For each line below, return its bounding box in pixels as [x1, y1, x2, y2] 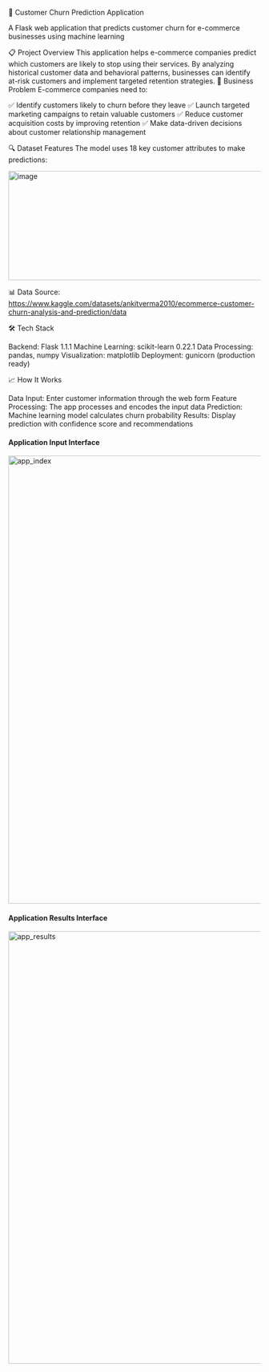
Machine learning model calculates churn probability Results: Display [8, 411, 236, 420]
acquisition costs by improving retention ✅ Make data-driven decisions [8, 119, 243, 127]
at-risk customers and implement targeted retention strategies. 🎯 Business [8, 76, 254, 86]
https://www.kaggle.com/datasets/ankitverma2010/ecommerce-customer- [8, 299, 255, 308]
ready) [8, 359, 30, 368]
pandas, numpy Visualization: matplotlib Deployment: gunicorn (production [8, 350, 255, 360]
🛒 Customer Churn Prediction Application [8, 8, 144, 17]
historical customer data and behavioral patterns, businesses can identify [8, 68, 251, 77]
